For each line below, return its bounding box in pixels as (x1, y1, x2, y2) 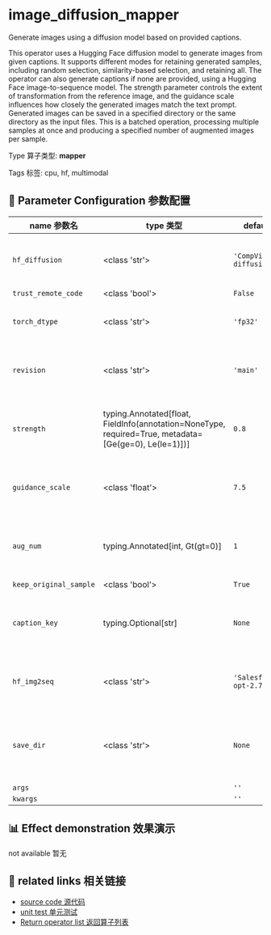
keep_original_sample (12, 580, 95, 589)
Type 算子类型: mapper (8, 150, 86, 160)
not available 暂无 (8, 848, 67, 858)
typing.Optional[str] (102, 617, 177, 628)
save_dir (12, 740, 46, 750)
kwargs (12, 794, 38, 803)
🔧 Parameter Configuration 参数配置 (8, 194, 191, 208)
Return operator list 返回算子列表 (19, 917, 129, 927)
